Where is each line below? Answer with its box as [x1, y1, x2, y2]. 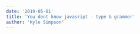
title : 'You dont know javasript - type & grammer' [6, 14, 135, 20]
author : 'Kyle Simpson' [6, 19, 65, 25]
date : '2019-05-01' [6, 8, 54, 14]
